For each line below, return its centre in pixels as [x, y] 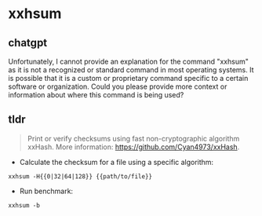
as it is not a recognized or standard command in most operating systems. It [131, 70]
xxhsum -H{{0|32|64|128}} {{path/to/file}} [80, 176]
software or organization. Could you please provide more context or [118, 86]
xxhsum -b [24, 205]
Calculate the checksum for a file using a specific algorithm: [116, 162]
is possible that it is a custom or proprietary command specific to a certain [128, 78]
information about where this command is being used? [96, 95]
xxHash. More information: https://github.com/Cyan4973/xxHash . [133, 147]
